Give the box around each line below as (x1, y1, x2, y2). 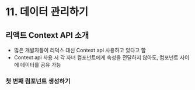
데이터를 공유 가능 (20, 62, 61, 68)
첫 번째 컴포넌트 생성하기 (5, 77, 71, 85)
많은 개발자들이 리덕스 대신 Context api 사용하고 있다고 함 (13, 47, 147, 53)
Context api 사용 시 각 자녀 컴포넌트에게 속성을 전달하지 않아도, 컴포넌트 (13, 54, 179, 61)
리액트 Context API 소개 (5, 30, 89, 40)
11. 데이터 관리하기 (5, 5, 89, 19)
